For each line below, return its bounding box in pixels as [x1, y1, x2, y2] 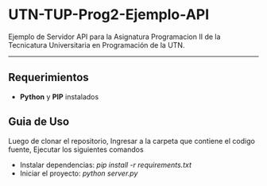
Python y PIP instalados [19, 91, 99, 101]
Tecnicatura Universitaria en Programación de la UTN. [8, 40, 185, 49]
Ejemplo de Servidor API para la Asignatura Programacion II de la [8, 32, 221, 41]
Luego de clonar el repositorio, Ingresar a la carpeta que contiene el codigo [8, 136, 256, 145]
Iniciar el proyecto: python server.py [19, 169, 138, 178]
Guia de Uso [8, 115, 70, 129]
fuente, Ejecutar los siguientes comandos [8, 145, 145, 154]
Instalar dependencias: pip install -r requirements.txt [19, 160, 192, 169]
